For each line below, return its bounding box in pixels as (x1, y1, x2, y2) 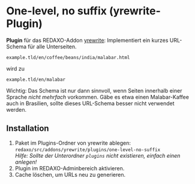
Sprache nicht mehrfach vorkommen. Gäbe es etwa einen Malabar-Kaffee (6, 93, 189, 100)
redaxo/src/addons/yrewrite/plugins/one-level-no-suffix (14, 146, 161, 153)
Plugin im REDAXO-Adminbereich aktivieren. (14, 164, 125, 171)
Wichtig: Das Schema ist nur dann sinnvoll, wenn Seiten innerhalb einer (6, 87, 182, 94)
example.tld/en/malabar (6, 76, 66, 82)
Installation (6, 124, 49, 134)
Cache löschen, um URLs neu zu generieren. (14, 171, 126, 178)
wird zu (6, 65, 25, 72)
